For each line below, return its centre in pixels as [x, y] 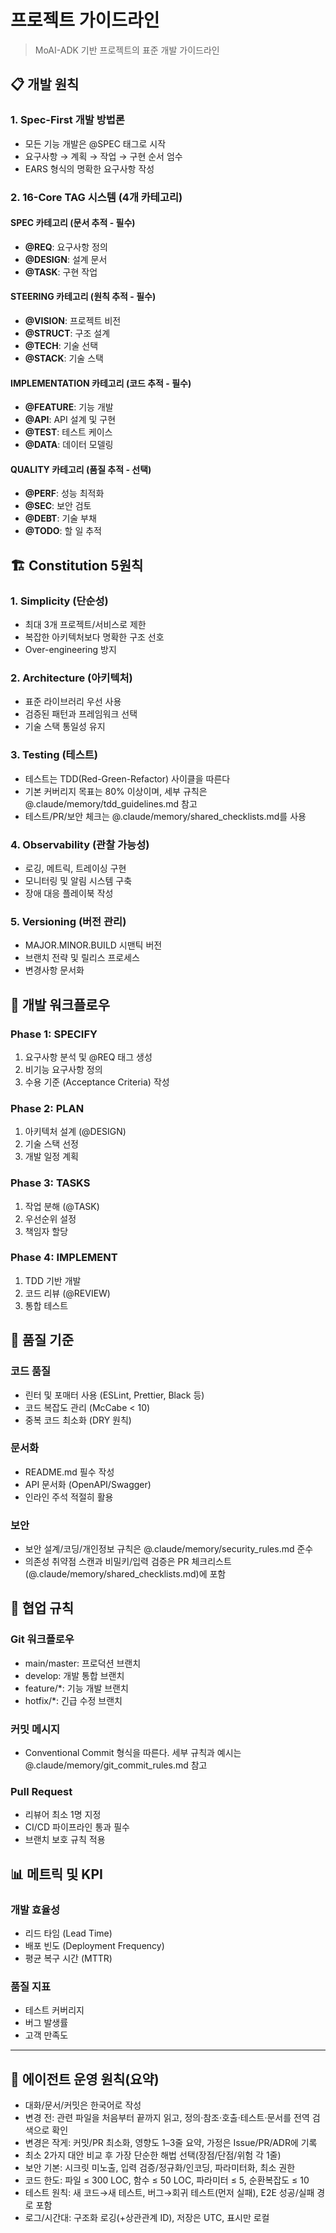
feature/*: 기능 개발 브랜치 [76, 1688]
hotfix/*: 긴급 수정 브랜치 [73, 1700]
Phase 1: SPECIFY [54, 1034]
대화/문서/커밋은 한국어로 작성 [83, 2105]
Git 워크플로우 [42, 1639]
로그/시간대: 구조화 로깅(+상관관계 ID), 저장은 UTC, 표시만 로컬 [147, 2218]
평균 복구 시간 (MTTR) [68, 1958]
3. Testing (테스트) [54, 755]
